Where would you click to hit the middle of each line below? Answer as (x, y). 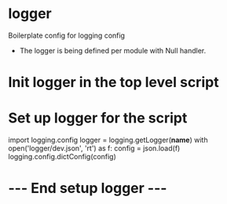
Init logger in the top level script (113, 82)
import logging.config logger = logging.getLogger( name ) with (108, 140)
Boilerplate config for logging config (67, 35)
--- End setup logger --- (88, 188)
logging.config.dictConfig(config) (62, 157)
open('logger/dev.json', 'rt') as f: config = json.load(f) (94, 148)
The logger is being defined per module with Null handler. (113, 50)
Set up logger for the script (98, 118)
